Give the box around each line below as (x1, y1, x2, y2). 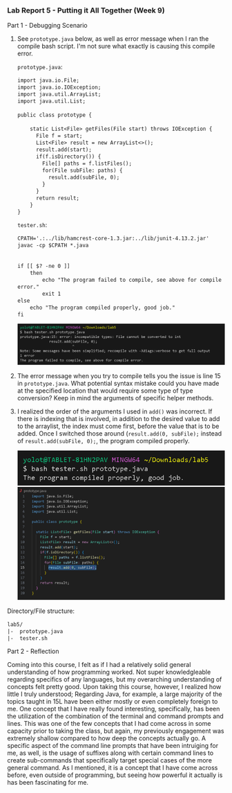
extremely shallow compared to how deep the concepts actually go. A (7, 734, 206, 742)
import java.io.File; (17, 77, 79, 84)
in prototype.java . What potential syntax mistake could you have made (17, 379, 220, 387)
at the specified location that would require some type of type (17, 386, 193, 395)
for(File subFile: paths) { (42, 167, 123, 175)
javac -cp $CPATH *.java (17, 242, 89, 249)
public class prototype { (17, 112, 92, 119)
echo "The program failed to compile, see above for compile (42, 276, 222, 284)
